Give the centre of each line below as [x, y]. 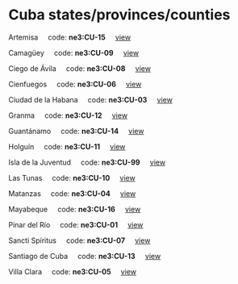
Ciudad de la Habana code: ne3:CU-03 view [91, 99]
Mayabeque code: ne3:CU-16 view [75, 209]
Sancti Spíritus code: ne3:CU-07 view [79, 240]
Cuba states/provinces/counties [119, 15]
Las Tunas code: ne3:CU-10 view [72, 177]
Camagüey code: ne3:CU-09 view [74, 52]
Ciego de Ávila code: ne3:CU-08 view [80, 68]
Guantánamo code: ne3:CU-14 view [76, 131]
